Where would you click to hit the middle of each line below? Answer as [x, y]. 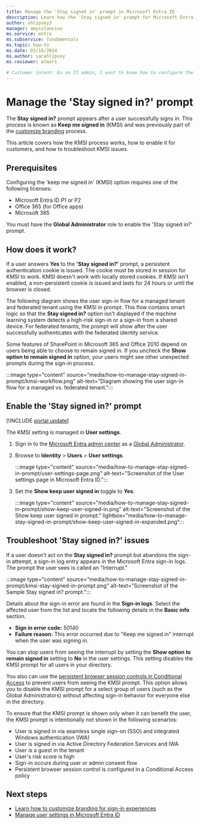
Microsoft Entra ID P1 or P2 [48, 200]
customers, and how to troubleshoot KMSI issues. [67, 149]
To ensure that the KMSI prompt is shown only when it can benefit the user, [99, 713]
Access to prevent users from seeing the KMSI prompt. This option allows [97, 682]
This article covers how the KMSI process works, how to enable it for [91, 143]
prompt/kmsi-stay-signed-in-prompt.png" [58, 585]
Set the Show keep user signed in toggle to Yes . [75, 491]
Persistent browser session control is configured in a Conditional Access [104, 769]
